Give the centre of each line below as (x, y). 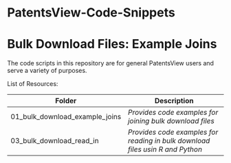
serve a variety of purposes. (47, 71)
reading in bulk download (169, 141)
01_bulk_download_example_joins (66, 117)
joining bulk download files (171, 121)
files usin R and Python (165, 149)
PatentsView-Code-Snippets (91, 13)
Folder (66, 101)
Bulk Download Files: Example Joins (112, 44)
